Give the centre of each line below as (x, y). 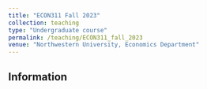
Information (38, 77)
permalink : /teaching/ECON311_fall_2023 (76, 37)
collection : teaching (44, 23)
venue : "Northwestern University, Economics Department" (104, 45)
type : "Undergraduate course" (58, 30)
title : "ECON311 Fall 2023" (55, 15)
